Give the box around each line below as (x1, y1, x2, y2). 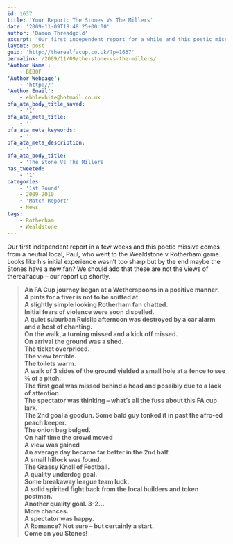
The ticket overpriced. (24, 345, 90, 353)
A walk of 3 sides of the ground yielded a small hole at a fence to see (24, 366, 226, 375)
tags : (7, 211, 23, 217)
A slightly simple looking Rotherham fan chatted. (24, 300, 169, 308)
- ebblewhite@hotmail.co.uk (19, 94, 101, 101)
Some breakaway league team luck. (24, 477, 130, 486)
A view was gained (24, 440, 80, 449)
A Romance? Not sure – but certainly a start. (24, 522, 155, 530)
